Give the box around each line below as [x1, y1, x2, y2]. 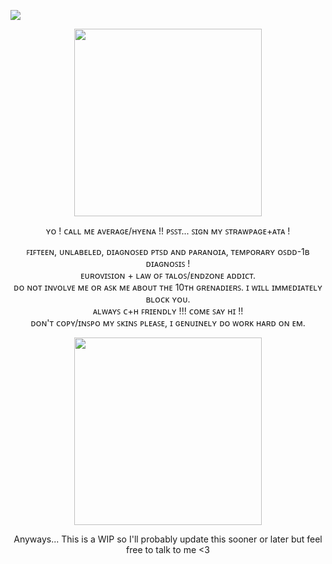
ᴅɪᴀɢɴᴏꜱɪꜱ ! [145, 258, 191, 269]
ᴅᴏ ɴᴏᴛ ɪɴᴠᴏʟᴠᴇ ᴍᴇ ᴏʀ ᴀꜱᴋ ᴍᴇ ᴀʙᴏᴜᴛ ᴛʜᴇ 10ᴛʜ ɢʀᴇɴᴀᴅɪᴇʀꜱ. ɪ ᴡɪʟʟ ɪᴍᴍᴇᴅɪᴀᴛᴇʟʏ [13, 281, 323, 293]
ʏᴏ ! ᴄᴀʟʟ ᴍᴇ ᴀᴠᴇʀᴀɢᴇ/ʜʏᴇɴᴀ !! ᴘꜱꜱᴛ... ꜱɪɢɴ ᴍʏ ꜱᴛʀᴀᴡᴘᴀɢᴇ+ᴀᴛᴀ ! [45, 225, 291, 237]
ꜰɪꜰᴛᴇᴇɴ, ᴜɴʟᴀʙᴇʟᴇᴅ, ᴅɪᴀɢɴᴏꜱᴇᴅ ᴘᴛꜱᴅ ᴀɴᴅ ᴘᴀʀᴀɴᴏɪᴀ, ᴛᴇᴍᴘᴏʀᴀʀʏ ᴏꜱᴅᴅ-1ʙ [26, 246, 310, 257]
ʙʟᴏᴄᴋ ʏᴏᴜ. [145, 293, 191, 305]
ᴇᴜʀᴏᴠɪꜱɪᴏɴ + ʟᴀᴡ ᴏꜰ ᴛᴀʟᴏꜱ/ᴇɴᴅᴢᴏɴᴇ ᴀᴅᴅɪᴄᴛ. [80, 270, 256, 281]
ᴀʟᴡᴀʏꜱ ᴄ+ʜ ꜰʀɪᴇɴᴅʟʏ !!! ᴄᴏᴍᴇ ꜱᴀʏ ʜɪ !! [92, 305, 244, 317]
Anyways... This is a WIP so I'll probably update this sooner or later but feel [13, 533, 323, 545]
